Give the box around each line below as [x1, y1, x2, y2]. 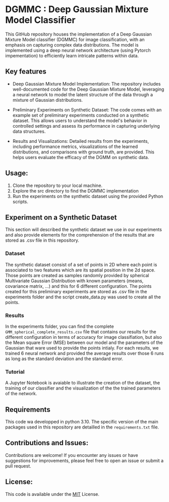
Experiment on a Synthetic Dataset [5, 213, 117, 221]
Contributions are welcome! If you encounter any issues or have [5, 452, 138, 458]
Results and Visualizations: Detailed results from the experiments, [12, 138, 149, 144]
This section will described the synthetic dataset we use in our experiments [5, 226, 162, 233]
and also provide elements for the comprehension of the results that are [5, 232, 155, 238]
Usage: [5, 169, 29, 178]
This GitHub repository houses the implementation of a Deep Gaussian [5, 31, 152, 37]
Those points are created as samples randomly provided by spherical [5, 272, 149, 278]
